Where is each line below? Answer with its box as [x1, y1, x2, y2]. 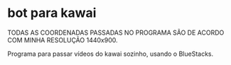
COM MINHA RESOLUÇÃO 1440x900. [7, 35, 118, 44]
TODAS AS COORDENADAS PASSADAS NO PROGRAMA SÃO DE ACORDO [7, 28, 225, 37]
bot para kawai [7, 5, 97, 21]
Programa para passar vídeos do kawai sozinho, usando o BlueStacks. [7, 49, 214, 58]
